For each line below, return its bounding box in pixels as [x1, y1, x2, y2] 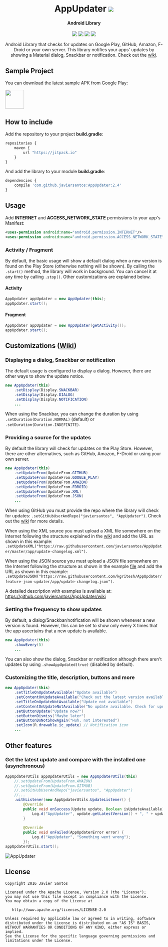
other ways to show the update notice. [5, 373, 84, 379]
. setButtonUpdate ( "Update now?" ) [14, 709, 84, 714]
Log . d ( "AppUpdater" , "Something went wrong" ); [31, 835, 131, 840]
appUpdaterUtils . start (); [5, 844, 59, 849]
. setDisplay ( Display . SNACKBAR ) [14, 387, 79, 393]
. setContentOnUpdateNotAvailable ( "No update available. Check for [14, 704, 155, 709]
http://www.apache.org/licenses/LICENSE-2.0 [11, 907, 106, 912]
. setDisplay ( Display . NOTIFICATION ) [14, 397, 88, 402]
